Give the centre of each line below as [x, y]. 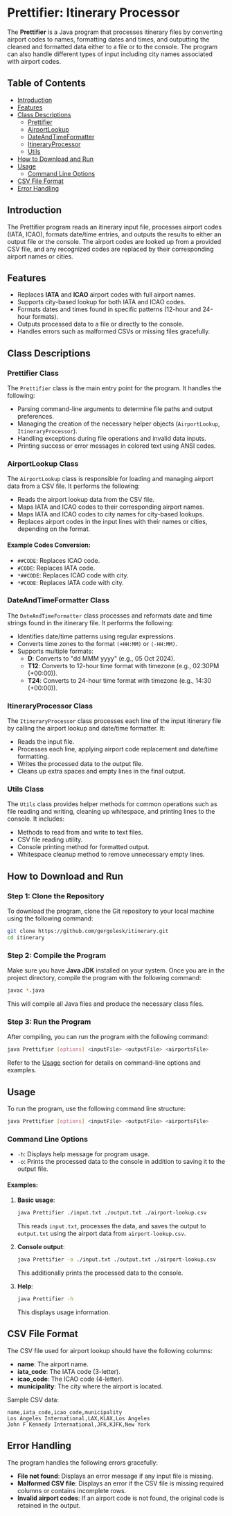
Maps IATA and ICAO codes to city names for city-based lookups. [110, 514]
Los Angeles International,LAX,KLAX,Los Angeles [79, 1418]
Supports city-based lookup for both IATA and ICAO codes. [101, 302]
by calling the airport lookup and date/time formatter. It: [86, 729]
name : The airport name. [53, 1364]
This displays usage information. [64, 1312]
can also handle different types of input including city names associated [110, 54]
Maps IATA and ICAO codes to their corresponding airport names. [111, 507]
